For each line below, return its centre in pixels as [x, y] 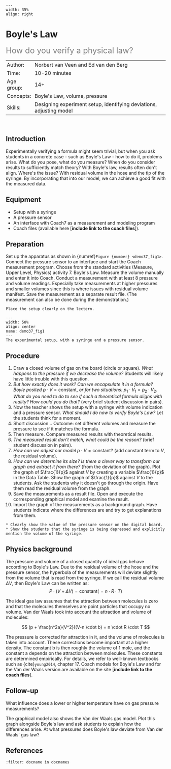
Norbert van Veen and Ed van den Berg [81, 65]
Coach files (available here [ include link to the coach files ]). [76, 228]
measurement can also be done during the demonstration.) [67, 300]
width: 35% [17, 10]
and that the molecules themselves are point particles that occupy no [78, 606]
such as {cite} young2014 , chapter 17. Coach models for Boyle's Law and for [83, 664]
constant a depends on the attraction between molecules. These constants [84, 653]
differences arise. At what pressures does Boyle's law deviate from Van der [84, 729]
